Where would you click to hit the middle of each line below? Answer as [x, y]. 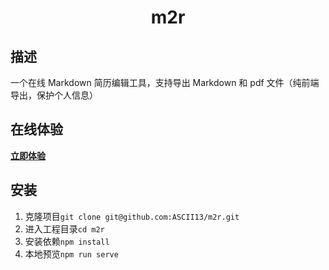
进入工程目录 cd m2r [64, 228]
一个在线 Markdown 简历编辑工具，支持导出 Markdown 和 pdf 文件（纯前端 [165, 82]
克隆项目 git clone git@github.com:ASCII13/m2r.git [132, 216]
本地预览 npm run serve [71, 253]
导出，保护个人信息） [54, 95]
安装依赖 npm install [67, 241]
